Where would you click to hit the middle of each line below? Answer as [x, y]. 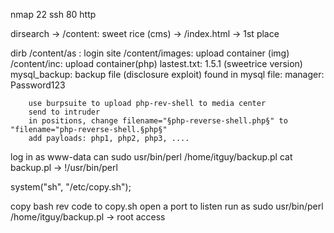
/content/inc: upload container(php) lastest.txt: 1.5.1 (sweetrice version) [156, 63]
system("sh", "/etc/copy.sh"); [71, 187]
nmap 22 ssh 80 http [53, 14]
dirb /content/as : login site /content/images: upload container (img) [150, 53]
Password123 [38, 85]
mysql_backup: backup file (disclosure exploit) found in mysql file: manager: [167, 74]
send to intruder [64, 112]
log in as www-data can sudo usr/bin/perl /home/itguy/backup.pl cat [151, 157]
